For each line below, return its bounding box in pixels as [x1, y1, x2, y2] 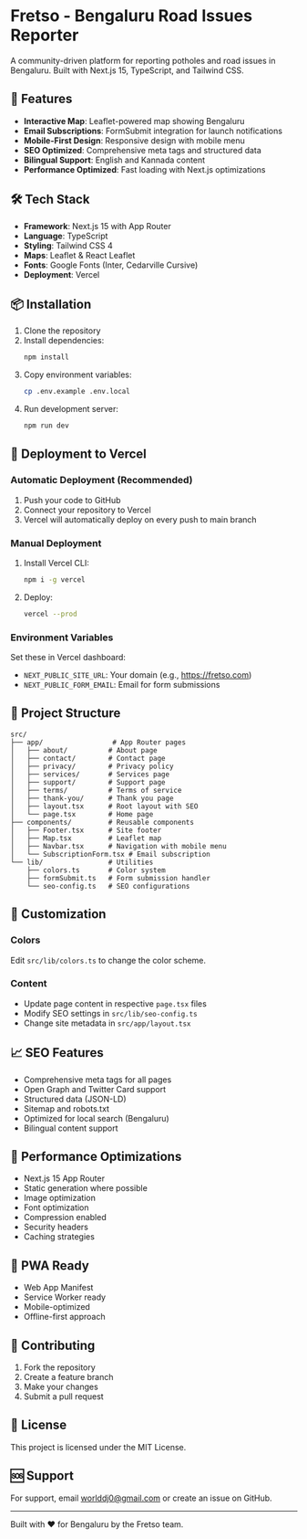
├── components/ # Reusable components [10, 817, 195, 827]
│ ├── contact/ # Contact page [10, 754, 167, 763]
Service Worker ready [23, 1291, 107, 1302]
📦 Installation [10, 296, 92, 311]
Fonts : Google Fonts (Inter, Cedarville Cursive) [23, 259, 199, 270]
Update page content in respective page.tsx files [23, 997, 208, 1009]
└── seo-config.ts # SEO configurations [26, 881, 190, 891]
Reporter [10, 25, 79, 46]
